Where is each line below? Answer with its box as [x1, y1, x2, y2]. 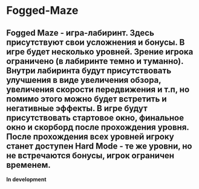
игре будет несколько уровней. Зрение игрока [6, 46, 194, 57]
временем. [6, 159, 51, 170]
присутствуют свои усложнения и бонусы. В [6, 37, 185, 47]
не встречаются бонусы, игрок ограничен [6, 150, 174, 161]
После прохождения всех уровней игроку [6, 131, 174, 142]
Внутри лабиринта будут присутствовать [6, 65, 172, 75]
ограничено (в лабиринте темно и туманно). [6, 56, 184, 66]
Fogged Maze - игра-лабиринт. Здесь [6, 28, 154, 38]
